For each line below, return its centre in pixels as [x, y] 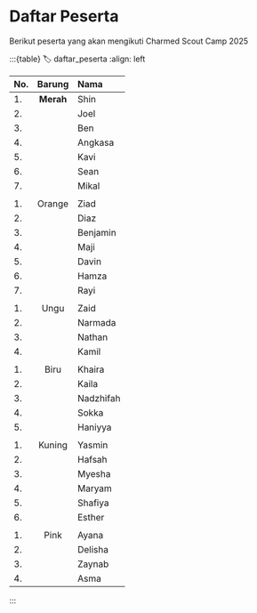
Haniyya [94, 427]
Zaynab [93, 564]
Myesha [94, 473]
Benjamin [97, 232]
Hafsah [92, 459]
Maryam [95, 488]
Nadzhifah [99, 398]
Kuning [53, 445]
